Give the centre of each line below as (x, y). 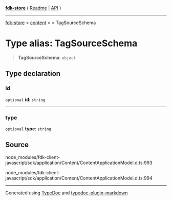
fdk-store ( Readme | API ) (33, 8)
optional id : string (25, 99)
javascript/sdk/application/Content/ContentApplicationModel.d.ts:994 (79, 178)
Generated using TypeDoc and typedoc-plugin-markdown (67, 193)
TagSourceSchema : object (47, 57)
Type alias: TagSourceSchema (71, 43)
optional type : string (28, 129)
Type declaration (33, 74)
